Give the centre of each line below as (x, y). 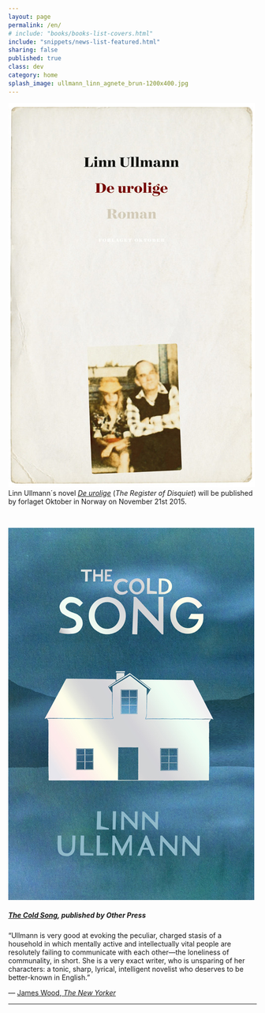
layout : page (30, 17)
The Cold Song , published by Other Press (77, 915)
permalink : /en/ (35, 25)
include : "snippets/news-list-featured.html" (84, 42)
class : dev (26, 67)
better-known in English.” (49, 977)
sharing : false (33, 50)
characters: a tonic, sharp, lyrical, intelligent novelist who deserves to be (126, 969)
